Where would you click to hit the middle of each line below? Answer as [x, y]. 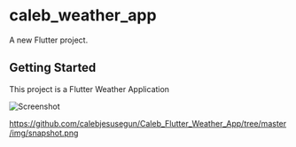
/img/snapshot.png [44, 133]
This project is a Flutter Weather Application [90, 89]
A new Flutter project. [49, 40]
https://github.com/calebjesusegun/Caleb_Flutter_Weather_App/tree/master [148, 123]
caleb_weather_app [83, 15]
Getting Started [53, 68]
